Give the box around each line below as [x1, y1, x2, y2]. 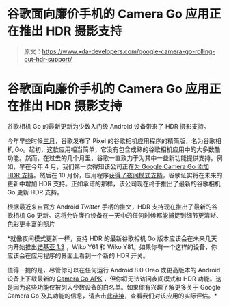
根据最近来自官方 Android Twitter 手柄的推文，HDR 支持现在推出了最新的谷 [7, 203, 218, 211]
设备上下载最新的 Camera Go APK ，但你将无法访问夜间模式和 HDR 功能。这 [7, 275, 222, 283]
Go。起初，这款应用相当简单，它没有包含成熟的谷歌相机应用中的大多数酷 [14, 145, 221, 153]
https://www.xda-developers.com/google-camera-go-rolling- [42, 47, 215, 55]
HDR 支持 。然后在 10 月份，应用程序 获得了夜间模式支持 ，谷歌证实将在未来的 [7, 170, 223, 179]
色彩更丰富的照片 [7, 220, 55, 228]
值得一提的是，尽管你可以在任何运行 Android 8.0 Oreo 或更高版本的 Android [7, 266, 221, 274]
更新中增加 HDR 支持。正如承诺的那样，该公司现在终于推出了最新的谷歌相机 [7, 179, 221, 188]
